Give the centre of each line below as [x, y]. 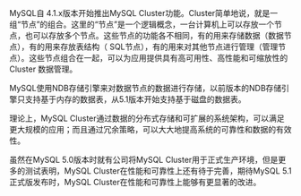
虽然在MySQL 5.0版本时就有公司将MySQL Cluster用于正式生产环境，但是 [144, 160]
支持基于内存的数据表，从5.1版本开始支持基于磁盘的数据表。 [135, 99]
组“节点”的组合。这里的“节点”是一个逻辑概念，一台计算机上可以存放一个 [142, 24]
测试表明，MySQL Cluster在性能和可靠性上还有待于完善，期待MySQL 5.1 [158, 171]
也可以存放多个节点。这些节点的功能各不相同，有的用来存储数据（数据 [154, 35]
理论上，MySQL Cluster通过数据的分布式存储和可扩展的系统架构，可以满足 [147, 118]
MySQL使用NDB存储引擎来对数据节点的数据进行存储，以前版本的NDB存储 [146, 88]
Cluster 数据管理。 [43, 69]
